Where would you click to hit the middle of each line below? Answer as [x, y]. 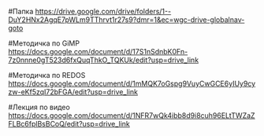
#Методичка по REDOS [47, 75]
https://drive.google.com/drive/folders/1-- [103, 11]
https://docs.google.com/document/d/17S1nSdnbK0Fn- [98, 51]
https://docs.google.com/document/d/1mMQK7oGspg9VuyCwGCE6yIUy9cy [132, 83]
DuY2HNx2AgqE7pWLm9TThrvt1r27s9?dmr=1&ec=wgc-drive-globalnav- [126, 20]
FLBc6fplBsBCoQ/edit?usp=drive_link [69, 124]
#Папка [21, 11]
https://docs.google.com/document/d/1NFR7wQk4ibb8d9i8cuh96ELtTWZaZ [132, 116]
